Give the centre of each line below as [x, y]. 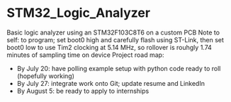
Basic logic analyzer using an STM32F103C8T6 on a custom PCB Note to [113, 32]
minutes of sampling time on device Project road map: [85, 55]
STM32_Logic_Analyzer [78, 13]
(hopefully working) [46, 76]
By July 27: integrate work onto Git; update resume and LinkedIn [111, 83]
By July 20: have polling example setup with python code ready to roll [119, 68]
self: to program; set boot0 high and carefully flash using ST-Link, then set [115, 39]
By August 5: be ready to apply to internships [83, 91]
